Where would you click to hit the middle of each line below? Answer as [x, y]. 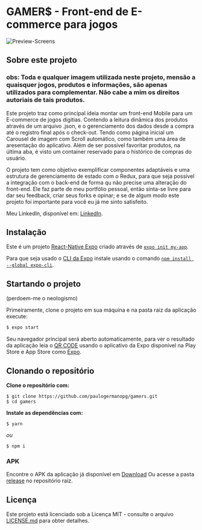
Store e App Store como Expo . [44, 352]
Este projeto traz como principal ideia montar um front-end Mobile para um [99, 113]
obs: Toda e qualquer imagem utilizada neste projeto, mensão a [101, 77]
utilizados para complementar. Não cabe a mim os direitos [93, 92]
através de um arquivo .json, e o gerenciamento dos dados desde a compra [100, 126]
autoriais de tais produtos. [46, 100]
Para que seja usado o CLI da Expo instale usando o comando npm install [99, 259]
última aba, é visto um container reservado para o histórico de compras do [99, 151]
